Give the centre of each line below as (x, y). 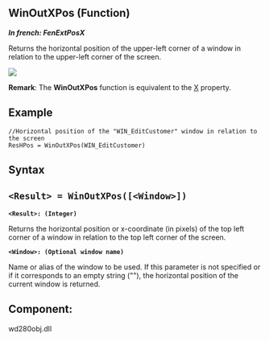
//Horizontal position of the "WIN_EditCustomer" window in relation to (133, 131)
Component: (41, 309)
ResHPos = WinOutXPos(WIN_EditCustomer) (77, 145)
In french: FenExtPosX (47, 32)
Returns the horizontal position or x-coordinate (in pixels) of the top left (126, 228)
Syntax (27, 170)
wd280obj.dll (30, 328)
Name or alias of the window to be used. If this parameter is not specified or (134, 267)
